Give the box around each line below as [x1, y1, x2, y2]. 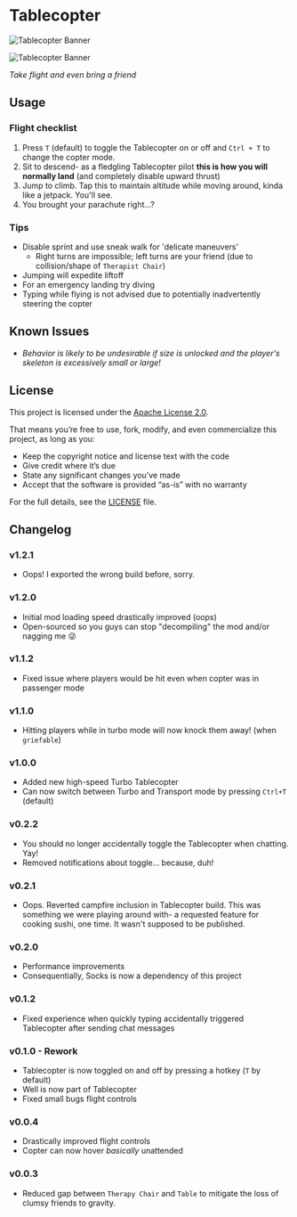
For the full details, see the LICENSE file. [9, 496, 157, 507]
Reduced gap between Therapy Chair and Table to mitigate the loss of [21, 1188, 279, 1198]
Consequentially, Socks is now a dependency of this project [21, 970, 242, 981]
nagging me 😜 [21, 630, 77, 641]
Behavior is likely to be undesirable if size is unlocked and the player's [21, 347, 280, 358]
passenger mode [21, 682, 84, 693]
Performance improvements [21, 961, 125, 972]
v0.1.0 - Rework [9, 1044, 78, 1057]
